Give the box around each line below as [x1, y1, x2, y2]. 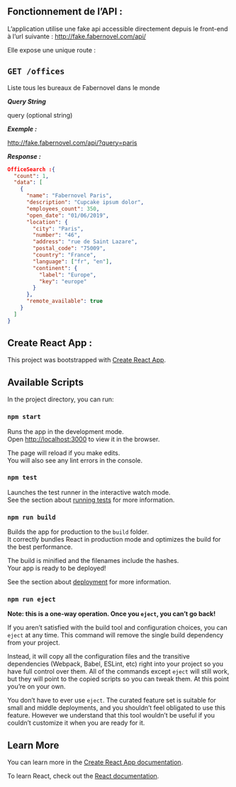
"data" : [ [13, 179, 43, 186]
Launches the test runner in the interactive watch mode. [7, 488, 172, 496]
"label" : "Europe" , [38, 271, 97, 279]
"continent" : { [33, 264, 78, 272]
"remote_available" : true [26, 298, 103, 305]
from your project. [7, 638, 60, 647]
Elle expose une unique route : [7, 45, 96, 54]
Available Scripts [7, 376, 84, 389]
